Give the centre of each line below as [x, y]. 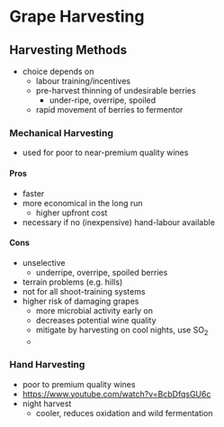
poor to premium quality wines [79, 384]
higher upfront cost [72, 213]
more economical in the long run [82, 203]
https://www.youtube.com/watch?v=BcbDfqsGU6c [116, 394]
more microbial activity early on [94, 310]
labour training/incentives [83, 81]
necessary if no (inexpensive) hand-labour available [119, 222]
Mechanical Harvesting [62, 132]
